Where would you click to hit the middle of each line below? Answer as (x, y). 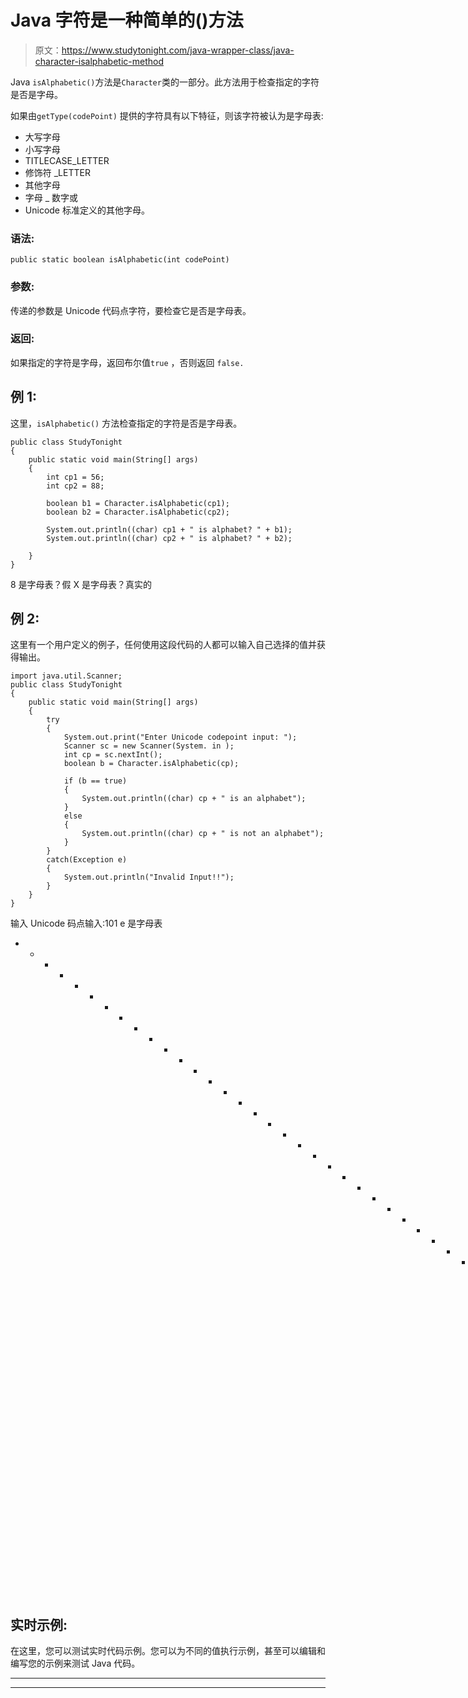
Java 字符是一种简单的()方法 (127, 20)
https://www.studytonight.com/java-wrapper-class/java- (178, 50)
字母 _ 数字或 (51, 197)
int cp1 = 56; (75, 477)
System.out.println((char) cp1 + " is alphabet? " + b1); (169, 529)
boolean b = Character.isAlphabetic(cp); (151, 764)
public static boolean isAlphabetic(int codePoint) (120, 260)
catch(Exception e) (87, 860)
